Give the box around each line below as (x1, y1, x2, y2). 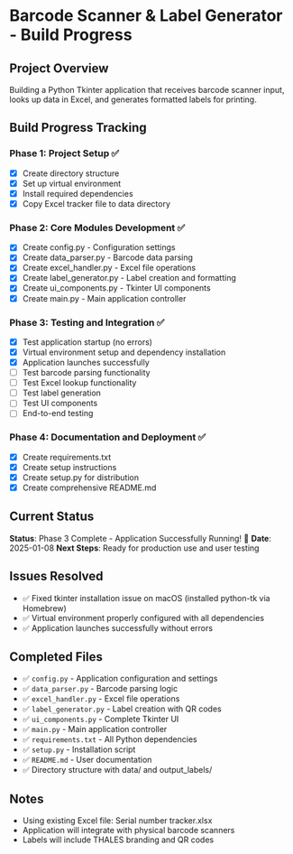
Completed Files (9, 649, 104, 664)
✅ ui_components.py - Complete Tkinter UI (22, 714, 179, 725)
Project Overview (9, 60, 109, 76)
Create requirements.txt (22, 451, 112, 462)
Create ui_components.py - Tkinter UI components (22, 283, 211, 293)
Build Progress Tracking (9, 120, 147, 135)
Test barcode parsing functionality (22, 367, 151, 378)
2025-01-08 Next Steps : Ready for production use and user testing (9, 543, 260, 553)
